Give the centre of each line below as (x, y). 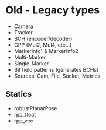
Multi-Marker (30, 57)
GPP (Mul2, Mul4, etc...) (43, 45)
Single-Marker (31, 63)
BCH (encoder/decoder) (43, 38)
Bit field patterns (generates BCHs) (56, 69)
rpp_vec (23, 121)
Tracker (23, 32)
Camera (23, 26)
